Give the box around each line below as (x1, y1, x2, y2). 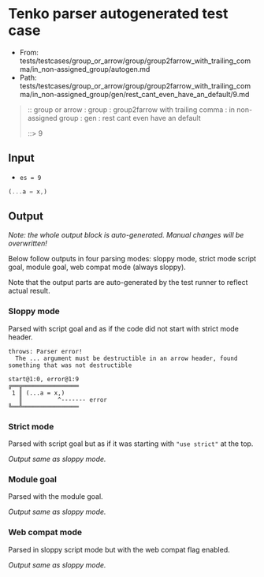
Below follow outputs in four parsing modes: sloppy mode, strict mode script (8, 254, 257, 264)
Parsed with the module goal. (8, 492, 104, 501)
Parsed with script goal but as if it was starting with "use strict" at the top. (8, 439, 254, 448)
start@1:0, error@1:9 (8, 375, 80, 383)
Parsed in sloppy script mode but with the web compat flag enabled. (8, 545, 230, 554)
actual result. (8, 286, 50, 296)
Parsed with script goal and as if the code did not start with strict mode (8, 324, 239, 333)
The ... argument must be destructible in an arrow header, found (15, 354, 238, 362)
